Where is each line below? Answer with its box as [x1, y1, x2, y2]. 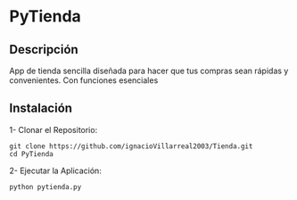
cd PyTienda [9, 149, 54, 158]
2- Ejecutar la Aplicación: [9, 165, 103, 176]
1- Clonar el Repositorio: [9, 124, 98, 135]
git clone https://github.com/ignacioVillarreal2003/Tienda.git [9, 141, 253, 151]
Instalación [9, 101, 73, 116]
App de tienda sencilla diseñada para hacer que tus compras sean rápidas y [9, 65, 289, 76]
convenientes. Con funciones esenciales [9, 75, 159, 86]
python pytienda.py [9, 182, 82, 191]
